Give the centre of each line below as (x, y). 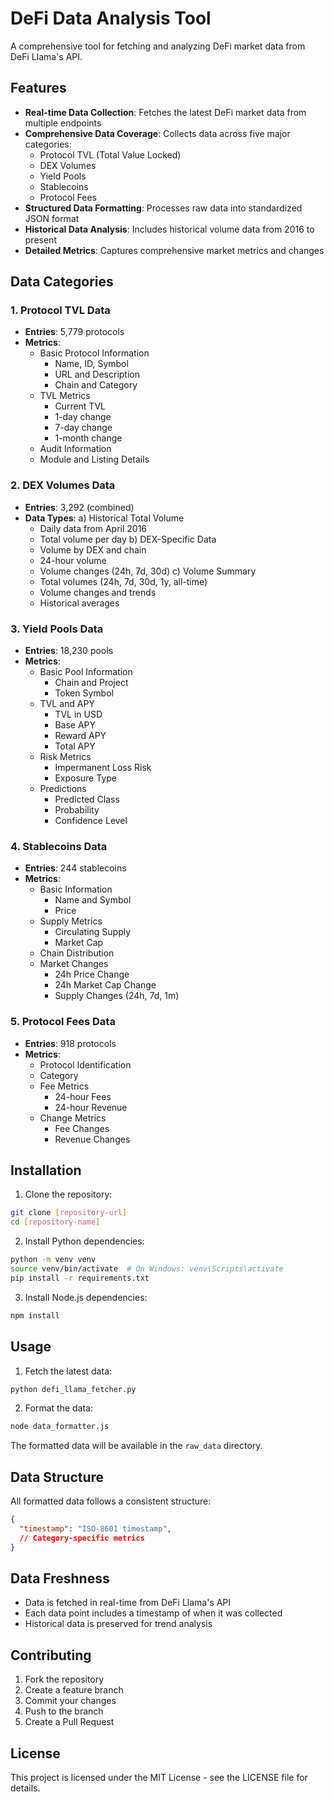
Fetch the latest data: (68, 1371)
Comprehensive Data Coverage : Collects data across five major (157, 133)
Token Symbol (84, 693)
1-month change (88, 438)
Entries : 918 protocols (70, 1043)
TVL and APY (67, 704)
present (40, 239)
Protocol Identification (85, 1064)
